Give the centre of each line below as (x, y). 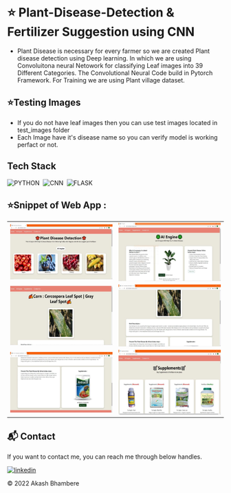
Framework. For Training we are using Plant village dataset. (101, 80)
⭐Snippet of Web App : (57, 205)
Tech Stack (32, 166)
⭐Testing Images (44, 103)
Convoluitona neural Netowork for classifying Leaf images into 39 (110, 65)
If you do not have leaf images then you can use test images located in (117, 122)
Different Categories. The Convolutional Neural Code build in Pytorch (115, 73)
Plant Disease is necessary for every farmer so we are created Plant (113, 51)
